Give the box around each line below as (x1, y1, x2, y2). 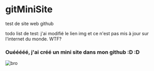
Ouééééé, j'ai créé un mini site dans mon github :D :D (5, 49, 140, 56)
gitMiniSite (5, 4, 53, 15)
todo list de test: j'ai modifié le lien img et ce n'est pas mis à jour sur (5, 30, 149, 36)
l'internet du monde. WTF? (5, 36, 62, 42)
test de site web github (5, 20, 54, 27)
